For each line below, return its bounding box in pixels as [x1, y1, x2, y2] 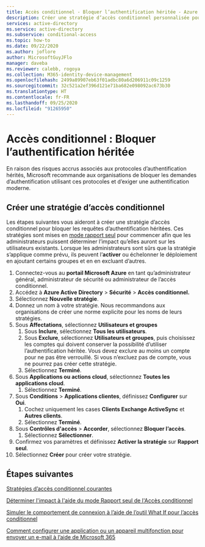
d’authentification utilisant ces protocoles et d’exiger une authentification [6, 178, 189, 185]
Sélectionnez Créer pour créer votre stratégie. [15, 451, 132, 458]
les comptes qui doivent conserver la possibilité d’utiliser [24, 340, 167, 348]
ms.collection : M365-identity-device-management [6, 72, 132, 78]
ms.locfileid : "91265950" [6, 105, 72, 112]
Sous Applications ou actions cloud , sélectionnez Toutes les [15, 373, 170, 381]
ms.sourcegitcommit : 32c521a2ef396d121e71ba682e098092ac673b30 [6, 83, 171, 89]
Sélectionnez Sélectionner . [24, 431, 93, 439]
